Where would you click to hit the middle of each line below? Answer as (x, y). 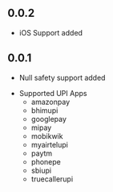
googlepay (49, 119)
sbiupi (41, 170)
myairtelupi (50, 144)
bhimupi (44, 110)
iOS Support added (51, 32)
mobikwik (47, 136)
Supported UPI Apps (53, 93)
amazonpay (50, 102)
